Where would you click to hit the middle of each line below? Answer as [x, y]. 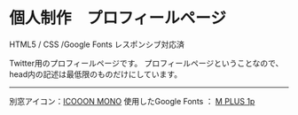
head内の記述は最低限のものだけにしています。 [96, 74]
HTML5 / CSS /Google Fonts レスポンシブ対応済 [97, 44]
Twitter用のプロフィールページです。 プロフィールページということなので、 [146, 63]
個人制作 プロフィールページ [118, 18]
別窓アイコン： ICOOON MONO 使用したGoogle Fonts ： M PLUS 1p [132, 101]
